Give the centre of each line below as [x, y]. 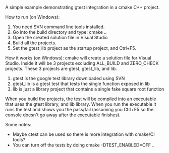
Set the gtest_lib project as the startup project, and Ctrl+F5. [74, 48]
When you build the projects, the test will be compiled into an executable [81, 99]
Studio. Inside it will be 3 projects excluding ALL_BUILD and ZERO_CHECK [82, 63]
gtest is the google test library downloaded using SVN [69, 78]
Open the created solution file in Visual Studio [60, 37]
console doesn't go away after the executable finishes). [63, 115]
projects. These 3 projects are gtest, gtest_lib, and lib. [61, 68]
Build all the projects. [34, 43]
